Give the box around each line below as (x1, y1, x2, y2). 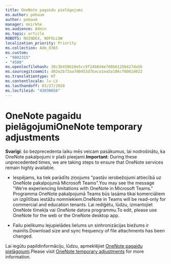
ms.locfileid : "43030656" (5, 88, 60, 93)
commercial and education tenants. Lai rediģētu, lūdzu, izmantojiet (12, 202, 153, 208)
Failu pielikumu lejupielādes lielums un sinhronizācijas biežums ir (12, 222, 149, 228)
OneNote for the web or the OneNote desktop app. (12, 213, 120, 219)
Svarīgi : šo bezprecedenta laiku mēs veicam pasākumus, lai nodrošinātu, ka (5, 148, 166, 154)
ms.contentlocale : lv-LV (5, 78, 58, 84)
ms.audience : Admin (5, 27, 47, 32)
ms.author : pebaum (5, 12, 44, 17)
